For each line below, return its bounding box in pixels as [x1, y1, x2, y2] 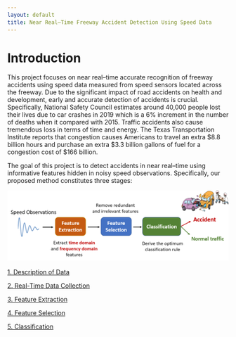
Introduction [7, 50, 81, 66]
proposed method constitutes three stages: [7, 177, 133, 185]
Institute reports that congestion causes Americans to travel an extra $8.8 [7, 133, 221, 141]
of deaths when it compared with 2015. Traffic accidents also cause [7, 118, 204, 127]
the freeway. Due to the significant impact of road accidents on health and [7, 88, 223, 96]
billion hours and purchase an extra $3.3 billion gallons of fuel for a [7, 141, 202, 149]
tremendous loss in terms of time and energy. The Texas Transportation [7, 125, 215, 134]
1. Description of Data [7, 268, 70, 276]
